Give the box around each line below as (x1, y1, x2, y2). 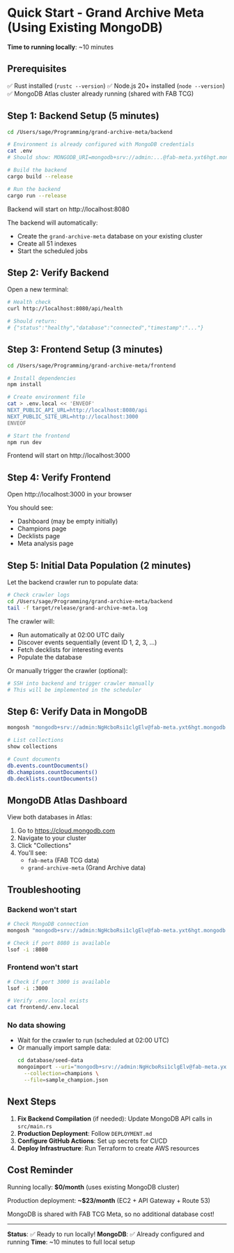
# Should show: (7, 154, 52, 161)
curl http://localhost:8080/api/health (7, 305, 123, 312)
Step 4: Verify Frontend (7, 471, 111, 483)
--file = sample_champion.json (24, 1077, 109, 1084)
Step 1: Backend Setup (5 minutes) (7, 110, 159, 122)
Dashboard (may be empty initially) (17, 517, 118, 526)
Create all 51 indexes (17, 239, 77, 248)
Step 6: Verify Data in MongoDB (7, 706, 148, 717)
